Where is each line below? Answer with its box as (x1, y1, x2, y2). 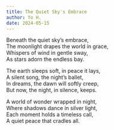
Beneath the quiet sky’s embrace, (6, 37, 89, 44)
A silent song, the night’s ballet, (6, 73, 84, 81)
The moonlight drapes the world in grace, (6, 43, 109, 50)
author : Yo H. (6, 14, 42, 20)
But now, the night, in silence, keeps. (6, 87, 97, 94)
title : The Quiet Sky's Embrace (6, 8, 87, 15)
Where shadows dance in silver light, (6, 105, 98, 112)
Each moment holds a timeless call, (6, 111, 94, 118)
